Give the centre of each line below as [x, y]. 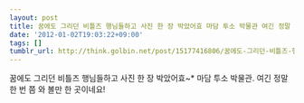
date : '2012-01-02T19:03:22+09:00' [76, 34]
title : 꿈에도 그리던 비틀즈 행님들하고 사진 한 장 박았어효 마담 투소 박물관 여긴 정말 [150, 26]
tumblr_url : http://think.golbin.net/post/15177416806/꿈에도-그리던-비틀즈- [151, 51]
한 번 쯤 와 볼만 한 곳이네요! [57, 89]
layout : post [34, 18]
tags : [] [26, 43]
